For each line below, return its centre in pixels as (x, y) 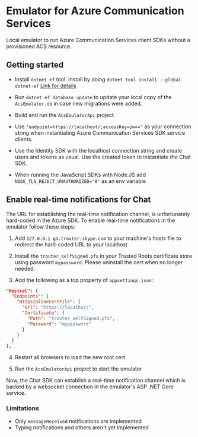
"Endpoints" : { (30, 296)
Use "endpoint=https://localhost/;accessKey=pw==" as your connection (103, 126)
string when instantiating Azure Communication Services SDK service (100, 132)
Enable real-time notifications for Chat (79, 200)
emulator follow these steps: (41, 226)
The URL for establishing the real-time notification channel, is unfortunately (98, 214)
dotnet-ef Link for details (46, 85)
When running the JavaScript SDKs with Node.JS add (80, 175)
